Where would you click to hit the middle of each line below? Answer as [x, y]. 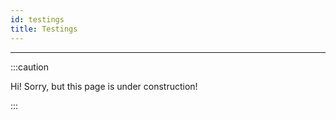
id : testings [37, 19]
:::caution [30, 67]
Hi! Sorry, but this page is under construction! [104, 86]
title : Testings [44, 29]
